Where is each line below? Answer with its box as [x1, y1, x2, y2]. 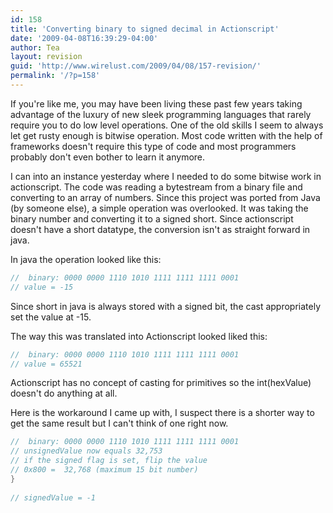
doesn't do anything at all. [10, 387, 118, 400]
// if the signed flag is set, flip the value [10, 456, 208, 466]
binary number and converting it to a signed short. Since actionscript [10, 212, 294, 225]
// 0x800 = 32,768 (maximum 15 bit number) [10, 465, 199, 475]
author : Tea [10, 42, 60, 53]
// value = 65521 [10, 359, 83, 369]
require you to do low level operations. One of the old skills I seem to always [10, 119, 324, 131]
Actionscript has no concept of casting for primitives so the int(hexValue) [10, 377, 312, 389]
